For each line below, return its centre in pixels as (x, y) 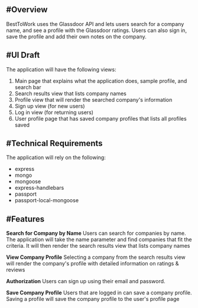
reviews (16, 270)
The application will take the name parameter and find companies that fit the (99, 239)
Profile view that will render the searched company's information (93, 99)
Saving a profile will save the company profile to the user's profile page (93, 299)
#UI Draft (23, 55)
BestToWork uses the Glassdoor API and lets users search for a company (95, 24)
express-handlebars (39, 188)
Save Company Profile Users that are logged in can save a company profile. (99, 293)
